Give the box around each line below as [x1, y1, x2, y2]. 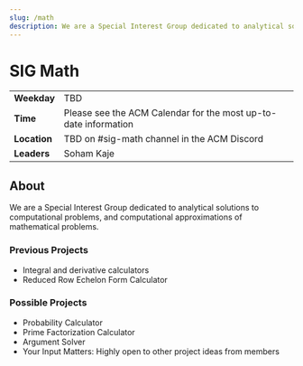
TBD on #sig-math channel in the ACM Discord [63, 133, 264, 145]
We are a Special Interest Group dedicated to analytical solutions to [9, 202, 260, 213]
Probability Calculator [22, 317, 104, 328]
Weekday [14, 92, 56, 105]
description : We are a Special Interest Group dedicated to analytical [9, 22, 284, 31]
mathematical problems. [9, 221, 99, 232]
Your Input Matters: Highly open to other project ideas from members [22, 345, 280, 357]
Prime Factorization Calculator [22, 326, 135, 337]
